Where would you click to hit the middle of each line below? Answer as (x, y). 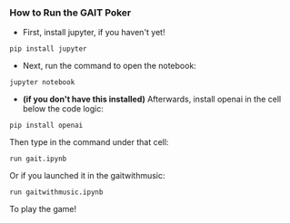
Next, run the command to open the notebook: (110, 66)
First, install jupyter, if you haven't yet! (94, 33)
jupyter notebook (42, 82)
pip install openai (46, 126)
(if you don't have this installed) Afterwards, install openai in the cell (152, 99)
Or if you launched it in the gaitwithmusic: (87, 176)
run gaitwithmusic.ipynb (56, 192)
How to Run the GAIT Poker (70, 13)
